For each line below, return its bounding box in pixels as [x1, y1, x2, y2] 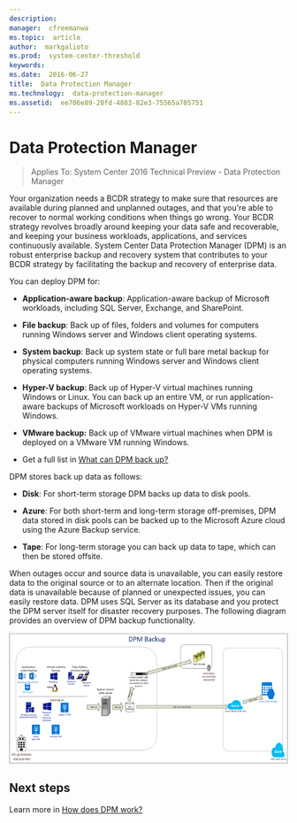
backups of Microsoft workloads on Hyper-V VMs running [47, 401, 258, 411]
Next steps [9, 781, 71, 796]
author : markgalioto [9, 42, 89, 51]
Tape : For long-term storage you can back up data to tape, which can [21, 542, 276, 552]
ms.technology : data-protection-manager [9, 88, 164, 97]
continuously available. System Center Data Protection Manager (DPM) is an [9, 240, 287, 251]
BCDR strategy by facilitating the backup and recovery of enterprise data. [9, 259, 277, 270]
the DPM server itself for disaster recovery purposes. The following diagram [9, 606, 286, 617]
